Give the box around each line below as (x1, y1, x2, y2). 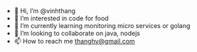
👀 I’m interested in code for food (14, 14, 109, 22)
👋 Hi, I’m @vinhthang (14, 7, 76, 15)
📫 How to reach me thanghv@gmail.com (14, 37, 135, 45)
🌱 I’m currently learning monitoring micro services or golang (14, 22, 191, 30)
